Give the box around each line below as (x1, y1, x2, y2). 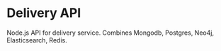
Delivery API (6, 5, 81, 21)
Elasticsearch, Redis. (6, 35, 68, 44)
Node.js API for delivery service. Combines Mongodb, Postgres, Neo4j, (6, 28, 214, 37)
